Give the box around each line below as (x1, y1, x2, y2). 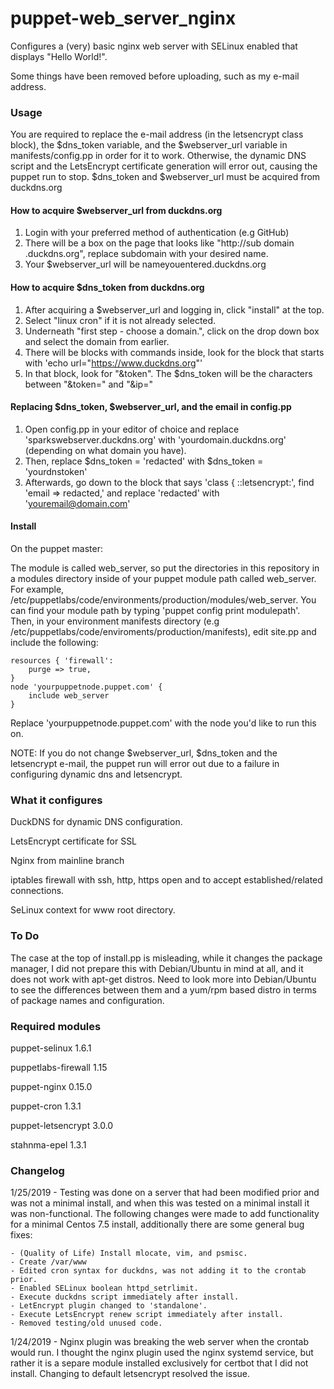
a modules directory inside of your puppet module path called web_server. (10, 573, 317, 585)
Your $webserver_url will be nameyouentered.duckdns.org (24, 258, 267, 271)
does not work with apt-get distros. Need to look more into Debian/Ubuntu (10, 973, 317, 985)
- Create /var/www (10, 1257, 87, 1267)
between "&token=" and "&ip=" (24, 378, 153, 390)
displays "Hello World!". (10, 50, 108, 62)
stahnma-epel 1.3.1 (10, 1138, 87, 1151)
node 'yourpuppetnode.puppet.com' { (10, 682, 163, 692)
